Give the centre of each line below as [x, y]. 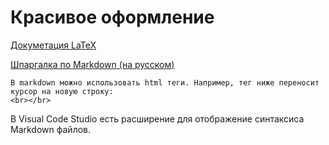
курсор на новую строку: [62, 91]
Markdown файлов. [51, 129]
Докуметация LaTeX [53, 45]
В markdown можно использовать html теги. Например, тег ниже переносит [165, 82]
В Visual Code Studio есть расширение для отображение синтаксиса [157, 118]
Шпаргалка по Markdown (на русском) [92, 64]
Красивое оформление [112, 17]
